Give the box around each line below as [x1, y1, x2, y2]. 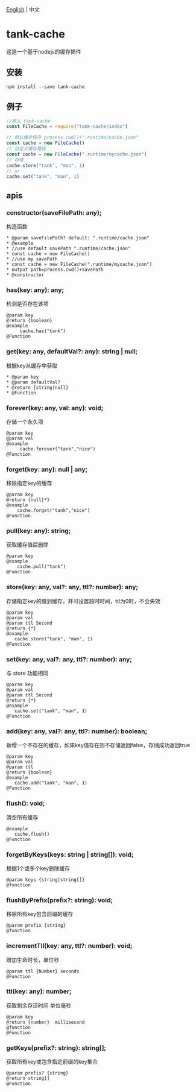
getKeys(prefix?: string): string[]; [6, 1043, 107, 1052]
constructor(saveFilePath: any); [6, 208, 102, 216]
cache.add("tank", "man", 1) [14, 780, 87, 786]
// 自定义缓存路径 [6, 146, 46, 152]
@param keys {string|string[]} [6, 877, 85, 883]
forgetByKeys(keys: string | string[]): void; [6, 850, 134, 859]
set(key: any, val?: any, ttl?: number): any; [6, 655, 133, 663]
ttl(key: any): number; [6, 987, 72, 996]
